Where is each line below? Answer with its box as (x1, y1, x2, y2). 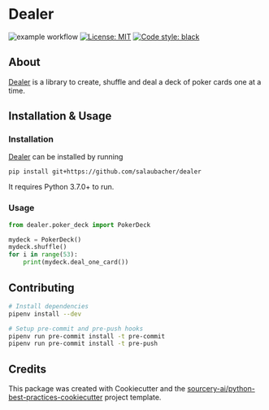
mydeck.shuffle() (8, 243, 67, 251)
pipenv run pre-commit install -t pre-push (8, 339, 158, 348)
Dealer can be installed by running (8, 152, 124, 162)
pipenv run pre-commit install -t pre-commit (8, 332, 165, 340)
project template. (104, 392, 162, 403)
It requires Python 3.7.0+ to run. (8, 182, 115, 192)
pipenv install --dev (8, 310, 82, 318)
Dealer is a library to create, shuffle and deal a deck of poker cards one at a (8, 76, 262, 86)
